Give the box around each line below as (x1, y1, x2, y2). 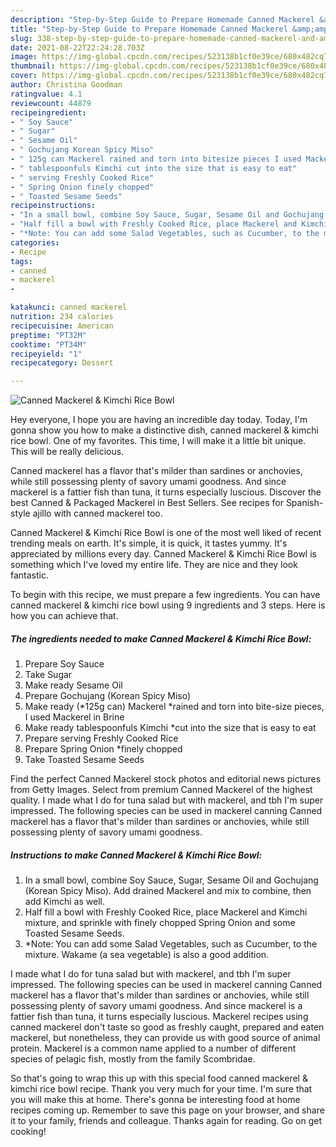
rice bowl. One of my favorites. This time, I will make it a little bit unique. (10, 435, 307, 447)
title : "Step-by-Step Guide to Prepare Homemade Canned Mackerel (10, 24, 288, 34)
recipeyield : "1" (10, 349, 83, 359)
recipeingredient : (10, 107, 87, 118)
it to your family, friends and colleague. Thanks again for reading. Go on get (10, 1115, 323, 1127)
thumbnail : (10, 61, 56, 71)
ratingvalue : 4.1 (10, 89, 83, 99)
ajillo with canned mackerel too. (32, 507, 163, 520)
